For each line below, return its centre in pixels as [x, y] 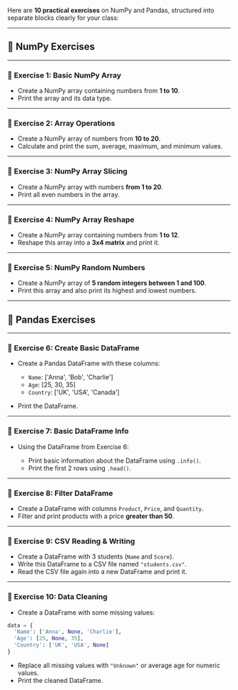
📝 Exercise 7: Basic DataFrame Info [68, 431]
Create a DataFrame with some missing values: [86, 612]
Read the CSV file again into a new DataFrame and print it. [102, 572]
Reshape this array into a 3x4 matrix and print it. [89, 242]
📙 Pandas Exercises [51, 319]
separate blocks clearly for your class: [63, 18]
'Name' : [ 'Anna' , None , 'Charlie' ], [68, 632]
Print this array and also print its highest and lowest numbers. [107, 291]
